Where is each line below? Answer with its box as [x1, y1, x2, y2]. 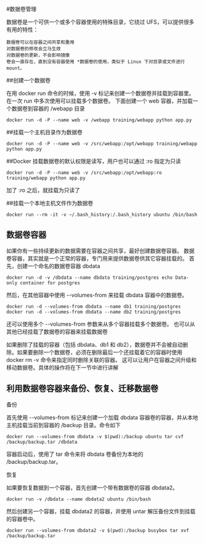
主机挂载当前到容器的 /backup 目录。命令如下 [6, 421, 121, 428]
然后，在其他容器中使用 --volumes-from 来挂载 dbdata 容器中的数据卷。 [6, 291, 188, 298]
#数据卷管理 [6, 5, 37, 12]
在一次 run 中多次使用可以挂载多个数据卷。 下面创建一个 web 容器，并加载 [6, 97, 193, 104]
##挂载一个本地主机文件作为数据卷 [6, 200, 93, 206]
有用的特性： [6, 26, 38, 33]
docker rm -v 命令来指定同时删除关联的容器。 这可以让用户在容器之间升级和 [6, 356, 197, 363]
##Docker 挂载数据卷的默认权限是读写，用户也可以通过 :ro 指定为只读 [6, 157, 181, 165]
